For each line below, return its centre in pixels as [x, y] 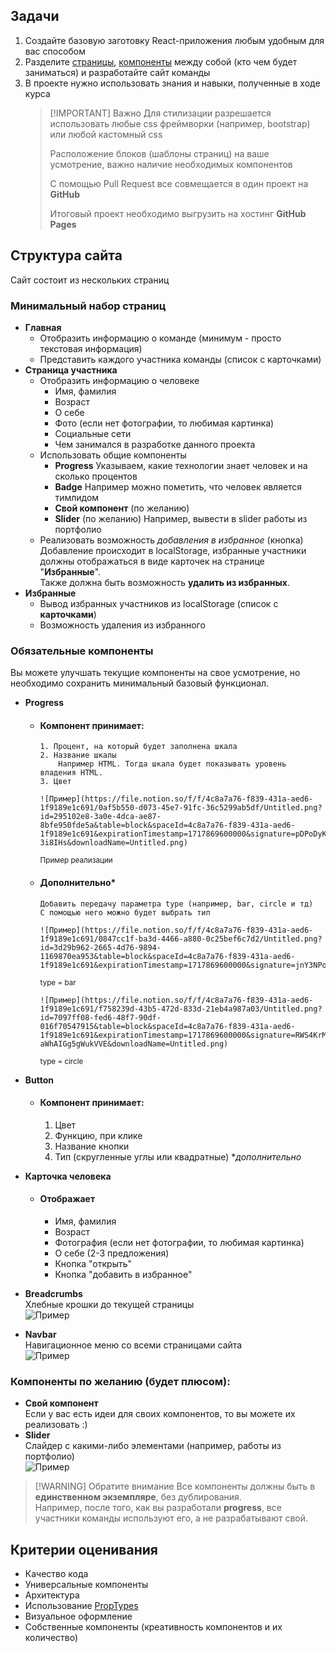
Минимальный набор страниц [88, 306]
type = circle [61, 1061]
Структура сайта [66, 255]
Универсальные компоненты [86, 1585]
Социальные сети [93, 433]
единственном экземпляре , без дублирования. [138, 1497]
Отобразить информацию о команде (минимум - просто [160, 338]
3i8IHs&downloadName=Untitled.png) [113, 843]
